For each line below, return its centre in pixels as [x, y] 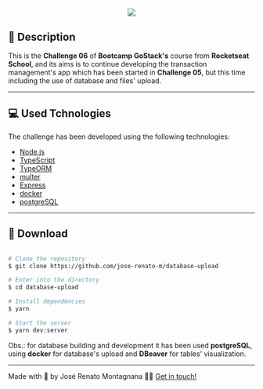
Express [32, 185]
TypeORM [36, 168]
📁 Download [38, 234]
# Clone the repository [47, 259]
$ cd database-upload [43, 287]
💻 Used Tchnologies [59, 114]
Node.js [32, 151]
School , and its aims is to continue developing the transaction [108, 64]
